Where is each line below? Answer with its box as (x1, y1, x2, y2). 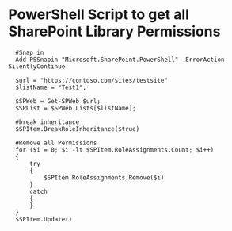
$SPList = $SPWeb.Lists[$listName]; (15, 104, 136, 112)
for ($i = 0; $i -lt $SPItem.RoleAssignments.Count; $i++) (15, 145, 215, 154)
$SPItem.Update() (15, 215, 73, 223)
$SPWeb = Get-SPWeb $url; (15, 97, 101, 105)
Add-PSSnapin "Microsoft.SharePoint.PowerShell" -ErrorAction (15, 56, 225, 64)
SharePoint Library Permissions (8, 22, 221, 40)
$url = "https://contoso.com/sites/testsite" (15, 76, 169, 84)
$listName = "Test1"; (15, 83, 87, 91)
